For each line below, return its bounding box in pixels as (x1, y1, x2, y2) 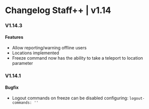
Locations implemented (12, 50, 59, 56)
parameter (12, 61, 33, 66)
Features (5, 34, 23, 40)
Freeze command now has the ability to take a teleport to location (12, 55, 143, 61)
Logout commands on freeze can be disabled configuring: (12, 95, 129, 101)
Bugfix (5, 84, 19, 90)
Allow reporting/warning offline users (12, 45, 87, 51)
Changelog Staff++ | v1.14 (5, 5, 112, 16)
